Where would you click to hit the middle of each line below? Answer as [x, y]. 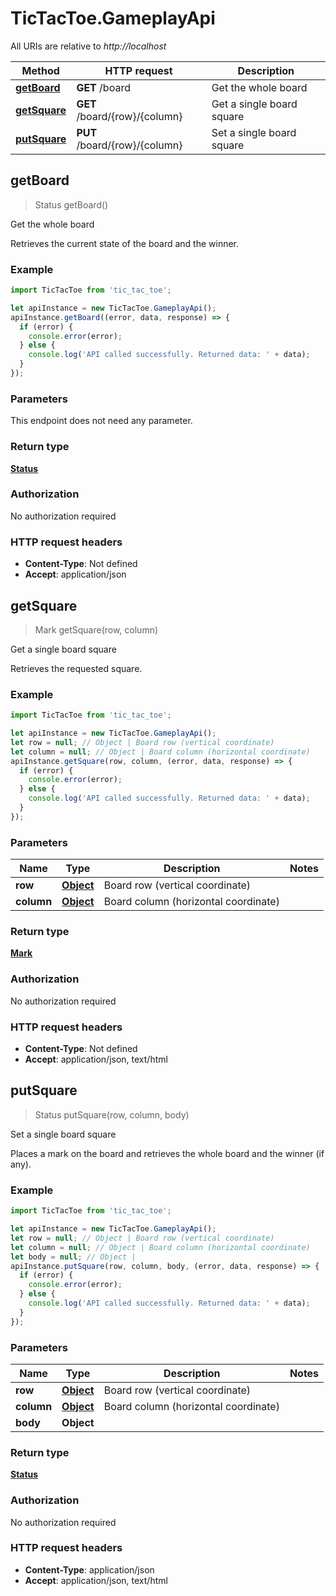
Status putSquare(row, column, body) [112, 1114]
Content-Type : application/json [89, 1569]
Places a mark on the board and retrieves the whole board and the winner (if [167, 1153]
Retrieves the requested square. [76, 668]
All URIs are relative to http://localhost [88, 46]
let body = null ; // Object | [73, 1257]
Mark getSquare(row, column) [96, 629]
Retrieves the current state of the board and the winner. [125, 243]
